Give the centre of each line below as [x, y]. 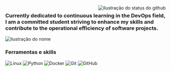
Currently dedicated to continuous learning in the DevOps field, [85, 16]
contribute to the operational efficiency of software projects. [82, 28]
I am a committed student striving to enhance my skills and [80, 22]
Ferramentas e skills [31, 52]
